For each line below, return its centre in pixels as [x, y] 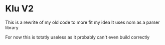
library [12, 27]
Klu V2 [20, 9]
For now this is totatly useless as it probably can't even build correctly [77, 37]
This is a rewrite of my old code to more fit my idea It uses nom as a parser [82, 22]
